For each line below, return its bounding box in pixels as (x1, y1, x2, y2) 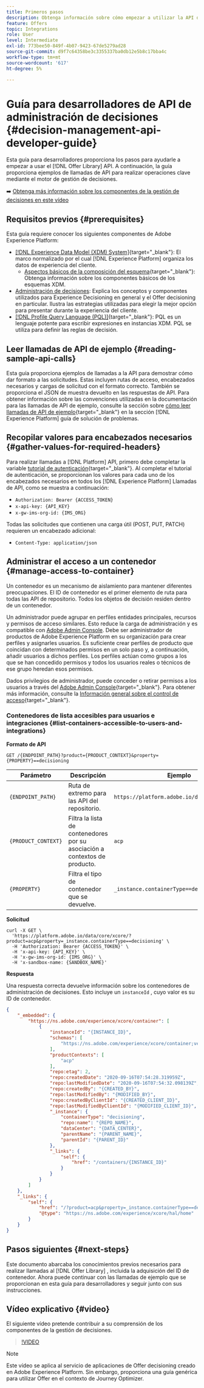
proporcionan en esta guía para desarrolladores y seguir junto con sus (6, 1280, 182, 1287)
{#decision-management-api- (6, 123, 161, 137)
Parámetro (20, 771, 52, 780)
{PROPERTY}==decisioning (6, 758, 69, 764)
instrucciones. (6, 1286, 42, 1294)
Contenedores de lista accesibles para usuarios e (6, 711, 155, 720)
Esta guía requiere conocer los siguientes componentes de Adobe (6, 230, 172, 238)
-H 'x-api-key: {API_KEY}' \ (12, 948, 86, 955)
